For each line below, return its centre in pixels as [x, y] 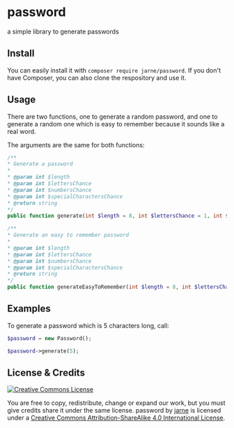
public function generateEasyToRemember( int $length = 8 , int [99, 287]
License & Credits [46, 373]
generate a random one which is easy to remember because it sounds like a [116, 124]
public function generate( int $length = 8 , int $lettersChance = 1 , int [115, 216]
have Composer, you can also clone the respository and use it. [97, 78]
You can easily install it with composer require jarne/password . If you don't [114, 70]
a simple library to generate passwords [63, 31]
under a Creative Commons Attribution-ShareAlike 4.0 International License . [116, 418]
